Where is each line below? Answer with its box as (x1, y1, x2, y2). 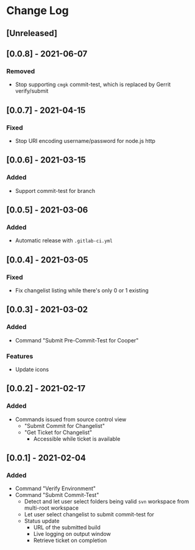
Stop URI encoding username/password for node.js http (15, 137, 155, 144)
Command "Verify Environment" (15, 485, 96, 492)
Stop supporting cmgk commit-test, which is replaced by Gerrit (15, 81, 171, 89)
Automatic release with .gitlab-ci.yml (15, 237, 113, 244)
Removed (6, 67, 35, 75)
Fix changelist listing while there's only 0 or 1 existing (15, 287, 149, 294)
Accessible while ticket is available (33, 435, 121, 443)
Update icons (15, 366, 49, 373)
